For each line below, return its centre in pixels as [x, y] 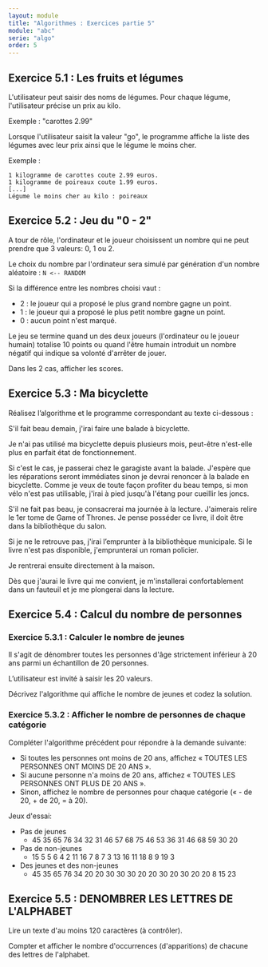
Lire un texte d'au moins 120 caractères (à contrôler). [95, 931]
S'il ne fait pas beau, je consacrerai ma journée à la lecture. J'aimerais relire [133, 509]
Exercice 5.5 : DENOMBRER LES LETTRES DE [121, 899]
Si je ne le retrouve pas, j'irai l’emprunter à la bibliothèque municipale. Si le [130, 541]
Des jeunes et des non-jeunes [69, 865]
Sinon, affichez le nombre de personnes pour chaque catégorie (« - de [136, 792]
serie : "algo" [32, 38]
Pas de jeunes [43, 831]
